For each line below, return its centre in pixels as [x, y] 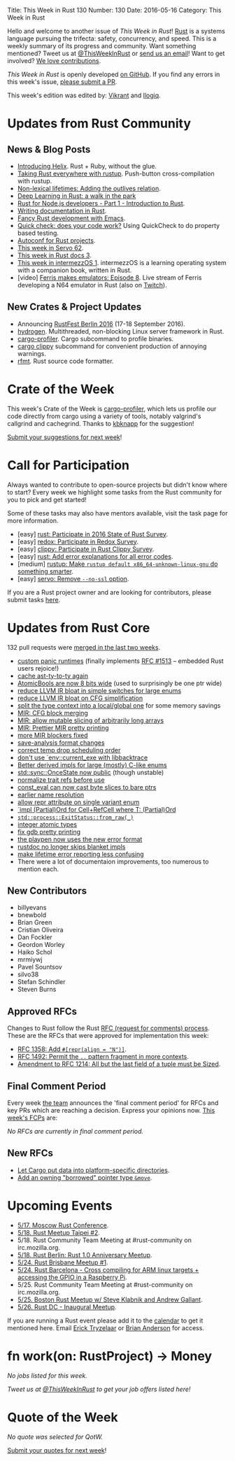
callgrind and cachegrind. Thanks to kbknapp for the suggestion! [101, 423]
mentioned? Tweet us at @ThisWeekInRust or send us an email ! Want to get [116, 53]
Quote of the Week [63, 1417]
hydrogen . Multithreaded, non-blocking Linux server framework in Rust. [121, 331]
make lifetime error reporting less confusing [81, 854]
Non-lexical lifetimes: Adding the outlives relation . [89, 188]
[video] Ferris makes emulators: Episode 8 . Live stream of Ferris [109, 278]
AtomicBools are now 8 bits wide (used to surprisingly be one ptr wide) [120, 683]
